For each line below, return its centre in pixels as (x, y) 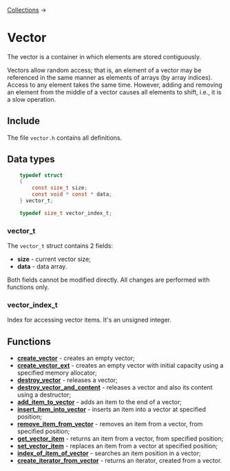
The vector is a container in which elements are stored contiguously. (104, 56)
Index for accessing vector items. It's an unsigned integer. (90, 320)
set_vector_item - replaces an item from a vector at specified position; (117, 446)
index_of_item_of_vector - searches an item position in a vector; (109, 453)
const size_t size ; (60, 188)
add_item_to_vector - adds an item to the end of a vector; (100, 402)
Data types (31, 159)
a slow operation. (32, 99)
